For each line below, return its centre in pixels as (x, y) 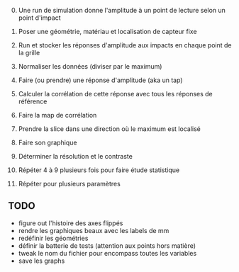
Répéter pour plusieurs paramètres (70, 184)
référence (33, 101)
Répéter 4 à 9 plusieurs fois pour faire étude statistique (99, 170)
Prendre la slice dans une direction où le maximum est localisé (109, 129)
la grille (29, 53)
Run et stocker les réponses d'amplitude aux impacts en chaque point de (125, 45)
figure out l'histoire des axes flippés (71, 223)
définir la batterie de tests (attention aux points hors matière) (107, 245)
